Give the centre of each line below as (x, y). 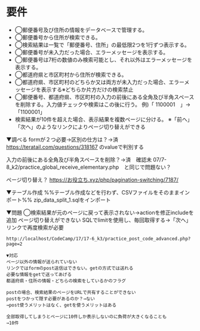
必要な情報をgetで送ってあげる (39, 274)
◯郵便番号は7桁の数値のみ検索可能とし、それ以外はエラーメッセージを (104, 60)
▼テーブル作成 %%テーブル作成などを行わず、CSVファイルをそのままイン (98, 192)
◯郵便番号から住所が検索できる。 (58, 37)
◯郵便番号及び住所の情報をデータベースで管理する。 (81, 30)
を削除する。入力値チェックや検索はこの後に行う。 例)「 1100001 (95, 104)
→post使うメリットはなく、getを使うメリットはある (61, 305)
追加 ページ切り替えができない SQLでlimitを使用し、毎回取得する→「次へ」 (99, 220)
